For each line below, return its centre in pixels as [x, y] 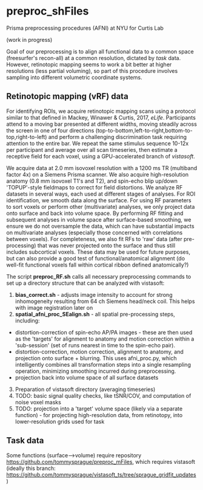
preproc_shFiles [48, 11]
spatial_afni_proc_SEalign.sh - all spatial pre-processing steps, [95, 314]
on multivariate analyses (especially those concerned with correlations [95, 233]
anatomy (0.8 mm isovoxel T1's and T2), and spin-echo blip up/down [92, 181]
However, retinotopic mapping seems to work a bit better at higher [89, 64]
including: [27, 321]
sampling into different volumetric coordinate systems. [74, 77]
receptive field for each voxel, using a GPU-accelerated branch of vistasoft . [101, 156]
